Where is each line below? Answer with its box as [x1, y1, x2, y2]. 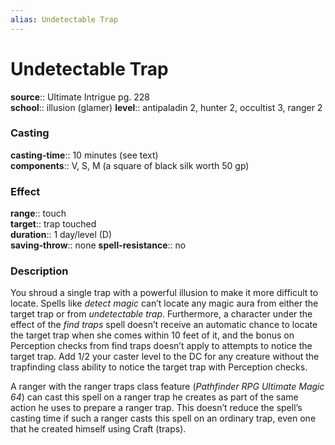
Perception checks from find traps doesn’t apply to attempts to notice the [10, 340, 313, 352]
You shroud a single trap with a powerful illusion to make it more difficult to [10, 287, 319, 299]
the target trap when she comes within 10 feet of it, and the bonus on [10, 329, 295, 341]
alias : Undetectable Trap [10, 14, 118, 25]
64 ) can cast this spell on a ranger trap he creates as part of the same [10, 391, 299, 403]
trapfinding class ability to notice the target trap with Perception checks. [10, 361, 308, 373]
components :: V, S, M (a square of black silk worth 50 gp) [10, 159, 250, 171]
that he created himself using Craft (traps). [10, 423, 187, 435]
